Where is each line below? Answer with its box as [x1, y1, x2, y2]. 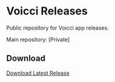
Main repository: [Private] [6, 36, 70, 43]
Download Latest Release [6, 69, 70, 77]
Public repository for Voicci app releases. [6, 24, 109, 31]
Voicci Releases [6, 4, 88, 18]
